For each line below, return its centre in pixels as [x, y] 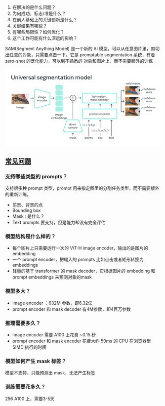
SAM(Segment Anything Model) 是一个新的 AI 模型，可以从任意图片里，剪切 [82, 49]
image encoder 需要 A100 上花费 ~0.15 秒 [54, 335]
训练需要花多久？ [25, 387]
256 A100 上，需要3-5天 [30, 399]
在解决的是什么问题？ [34, 7]
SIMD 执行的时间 [29, 347]
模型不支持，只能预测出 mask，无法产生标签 [50, 373]
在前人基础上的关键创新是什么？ [45, 20]
